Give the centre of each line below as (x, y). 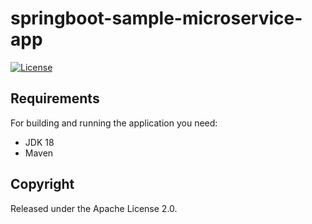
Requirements (55, 98)
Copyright (42, 184)
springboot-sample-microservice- (156, 18)
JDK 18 (39, 142)
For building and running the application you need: (114, 123)
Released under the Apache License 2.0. (94, 208)
